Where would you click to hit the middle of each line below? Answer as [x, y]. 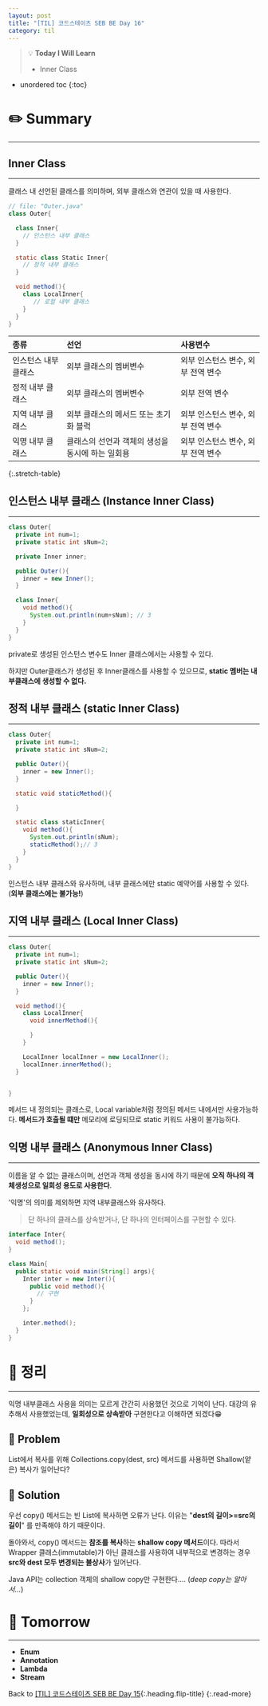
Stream [32, 1677]
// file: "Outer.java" [46, 206]
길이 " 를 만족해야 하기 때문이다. [57, 1525]
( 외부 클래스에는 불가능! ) [46, 893]
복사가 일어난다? [44, 1469]
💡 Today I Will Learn [61, 54]
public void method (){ [67, 1286]
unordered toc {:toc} [53, 85]
